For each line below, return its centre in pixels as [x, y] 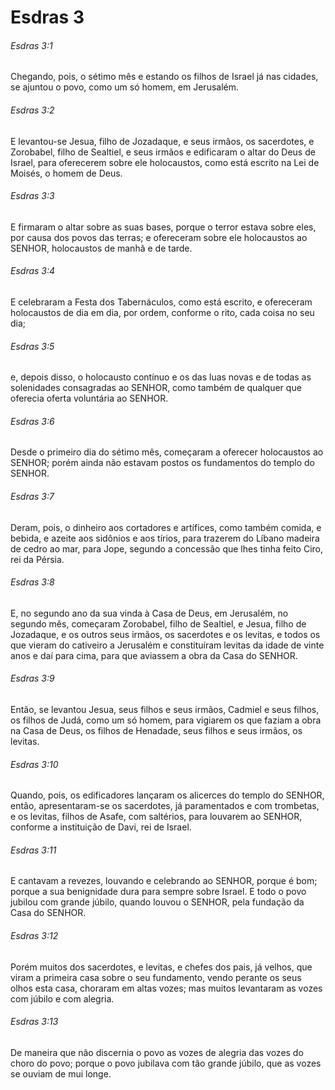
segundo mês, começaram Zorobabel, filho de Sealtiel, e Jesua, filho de [158, 623]
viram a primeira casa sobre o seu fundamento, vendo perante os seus [156, 977]
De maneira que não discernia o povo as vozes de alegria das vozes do [157, 1052]
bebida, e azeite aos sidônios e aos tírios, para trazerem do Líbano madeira [165, 538]
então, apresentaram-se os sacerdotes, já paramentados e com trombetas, [165, 806]
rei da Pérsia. [37, 559]
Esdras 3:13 [34, 1022]
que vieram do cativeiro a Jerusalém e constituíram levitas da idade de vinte [167, 645]
